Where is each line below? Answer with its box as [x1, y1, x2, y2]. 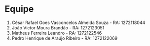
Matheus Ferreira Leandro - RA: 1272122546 [11, 30, 102, 36]
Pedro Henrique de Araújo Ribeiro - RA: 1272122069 [11, 35, 118, 41]
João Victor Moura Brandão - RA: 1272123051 [11, 24, 105, 30]
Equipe [4, 3, 34, 15]
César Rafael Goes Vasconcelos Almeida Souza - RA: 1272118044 [11, 20, 146, 25]
